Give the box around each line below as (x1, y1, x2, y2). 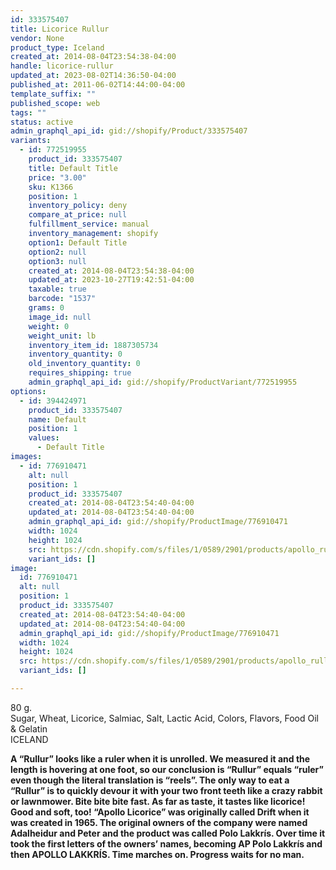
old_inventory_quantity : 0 (28, 359, 141, 369)
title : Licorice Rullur (10, 24, 110, 34)
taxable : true (28, 284, 87, 295)
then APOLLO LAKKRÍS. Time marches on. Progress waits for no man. (10, 848, 305, 860)
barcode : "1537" (28, 294, 97, 304)
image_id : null (28, 312, 92, 322)
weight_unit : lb (28, 331, 97, 341)
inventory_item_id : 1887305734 (28, 340, 159, 350)
